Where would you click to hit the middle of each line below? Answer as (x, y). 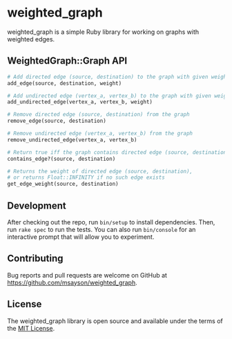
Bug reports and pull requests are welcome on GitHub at (87, 275)
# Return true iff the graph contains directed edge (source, (98, 152)
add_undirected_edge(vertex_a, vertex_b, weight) (80, 102)
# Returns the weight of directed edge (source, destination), (100, 171)
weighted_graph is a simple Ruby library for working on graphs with (103, 32)
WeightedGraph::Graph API (67, 61)
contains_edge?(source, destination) (61, 159)
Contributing (35, 259)
